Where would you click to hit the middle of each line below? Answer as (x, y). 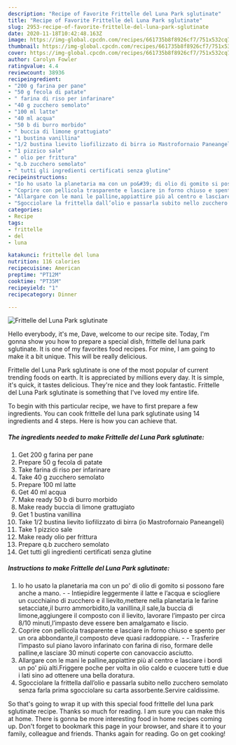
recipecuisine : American (44, 268)
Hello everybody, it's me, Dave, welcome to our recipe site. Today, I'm (109, 334)
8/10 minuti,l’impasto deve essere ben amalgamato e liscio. (103, 623)
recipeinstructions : (38, 177)
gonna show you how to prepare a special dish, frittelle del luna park (107, 342)
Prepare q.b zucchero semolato (63, 545)
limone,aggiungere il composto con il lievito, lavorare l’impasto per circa (122, 616)
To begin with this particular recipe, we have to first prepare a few (103, 406)
